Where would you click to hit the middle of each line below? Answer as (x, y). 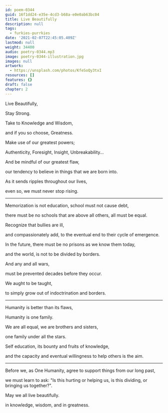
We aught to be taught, (29, 283)
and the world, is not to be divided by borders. (53, 254)
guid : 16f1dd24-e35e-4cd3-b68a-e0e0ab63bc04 (52, 15)
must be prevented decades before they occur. (54, 273)
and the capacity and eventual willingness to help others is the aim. (74, 356)
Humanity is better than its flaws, (39, 307)
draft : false (19, 84)
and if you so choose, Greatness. (39, 132)
